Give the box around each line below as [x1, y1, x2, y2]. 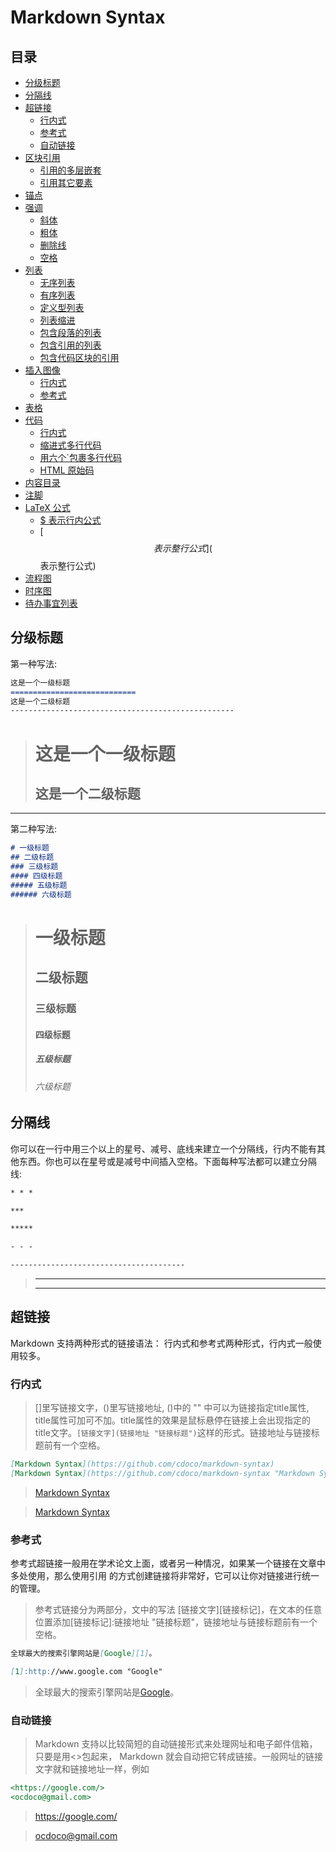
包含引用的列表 [39, 339, 102, 351]
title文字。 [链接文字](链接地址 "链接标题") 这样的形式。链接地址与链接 [34, 1427, 312, 1439]
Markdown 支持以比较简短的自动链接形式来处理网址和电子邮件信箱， [34, 1738, 318, 1750]
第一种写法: [10, 657, 58, 670]
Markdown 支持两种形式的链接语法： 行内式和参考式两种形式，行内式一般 [10, 1337, 313, 1349]
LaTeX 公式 [24, 502, 71, 513]
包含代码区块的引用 [39, 352, 120, 363]
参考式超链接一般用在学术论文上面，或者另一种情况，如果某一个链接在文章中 [10, 1557, 326, 1570]
